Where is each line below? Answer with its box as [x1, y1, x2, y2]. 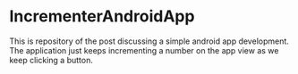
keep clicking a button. [9, 54, 94, 65]
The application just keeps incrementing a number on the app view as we [9, 45, 279, 55]
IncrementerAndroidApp [9, 6, 195, 27]
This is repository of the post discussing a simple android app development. [9, 36, 289, 46]
